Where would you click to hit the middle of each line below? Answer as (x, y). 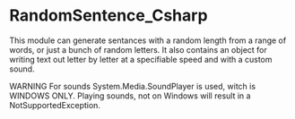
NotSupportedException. (55, 105)
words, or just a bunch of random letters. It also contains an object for (138, 49)
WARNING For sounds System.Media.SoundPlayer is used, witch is (133, 86)
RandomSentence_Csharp (108, 16)
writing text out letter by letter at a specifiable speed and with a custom (141, 59)
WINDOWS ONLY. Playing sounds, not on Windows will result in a (130, 96)
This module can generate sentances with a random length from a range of (148, 40)
